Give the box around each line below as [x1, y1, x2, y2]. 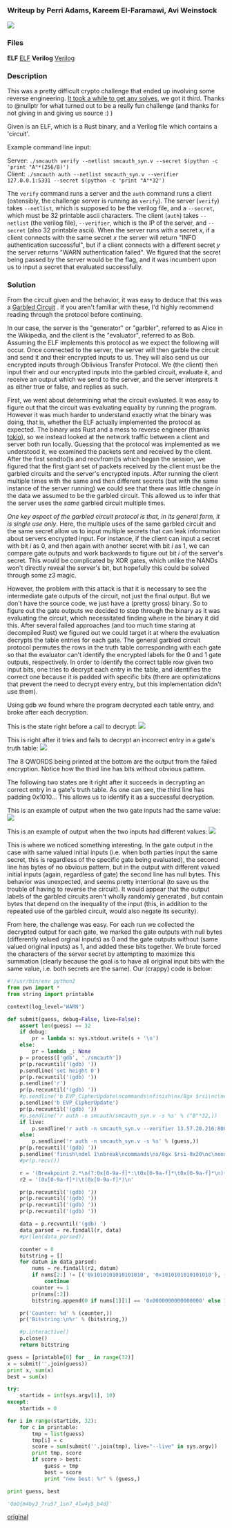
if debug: [19, 1029, 48, 1035]
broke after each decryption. [7, 708, 88, 717]
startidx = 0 [19, 1405, 57, 1412]
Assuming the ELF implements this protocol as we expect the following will [7, 338, 220, 347]
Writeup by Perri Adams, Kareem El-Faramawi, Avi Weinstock [7, 6, 217, 15]
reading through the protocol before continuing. [7, 311, 143, 319]
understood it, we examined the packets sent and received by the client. [7, 448, 213, 456]
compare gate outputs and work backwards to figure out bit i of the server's [7, 549, 223, 558]
